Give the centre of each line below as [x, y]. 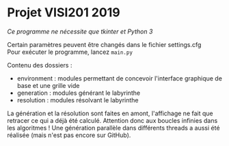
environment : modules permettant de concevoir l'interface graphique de [119, 78]
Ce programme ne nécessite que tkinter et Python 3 [80, 31]
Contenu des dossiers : [40, 65]
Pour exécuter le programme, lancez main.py [70, 52]
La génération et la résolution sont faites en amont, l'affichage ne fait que [110, 113]
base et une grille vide [48, 85]
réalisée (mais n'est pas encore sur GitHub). [69, 135]
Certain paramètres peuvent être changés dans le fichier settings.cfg [104, 44]
